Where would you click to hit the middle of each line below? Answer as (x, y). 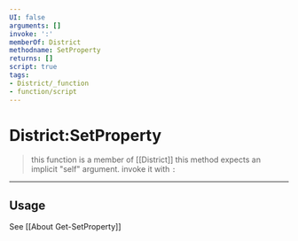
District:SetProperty (86, 135)
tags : (19, 75)
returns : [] (31, 58)
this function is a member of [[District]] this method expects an (146, 159)
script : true (33, 67)
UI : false (27, 17)
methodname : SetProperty (55, 51)
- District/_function (49, 83)
